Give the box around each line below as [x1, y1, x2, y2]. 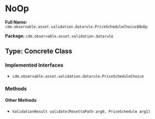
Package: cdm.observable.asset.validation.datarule [5, 33, 113, 39]
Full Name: [5, 19, 27, 25]
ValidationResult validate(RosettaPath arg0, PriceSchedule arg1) [12, 109, 151, 114]
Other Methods [5, 97, 37, 103]
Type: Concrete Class [5, 47, 72, 55]
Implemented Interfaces [5, 62, 64, 69]
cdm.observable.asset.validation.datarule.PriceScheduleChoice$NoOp [5, 24, 148, 29]
